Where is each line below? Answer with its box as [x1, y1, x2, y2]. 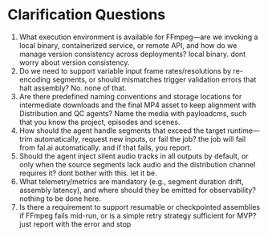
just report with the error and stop [18, 219, 132, 229]
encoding [18, 74, 51, 84]
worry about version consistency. [18, 58, 130, 67]
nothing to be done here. [18, 194, 101, 203]
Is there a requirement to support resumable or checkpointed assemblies [18, 202, 261, 211]
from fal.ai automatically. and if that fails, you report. [18, 143, 193, 152]
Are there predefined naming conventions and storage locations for [18, 91, 242, 101]
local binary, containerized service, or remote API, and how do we [18, 40, 238, 50]
